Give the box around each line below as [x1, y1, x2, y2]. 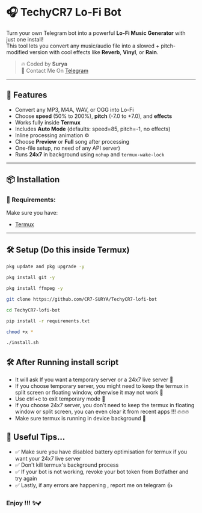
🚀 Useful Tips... [6, 432, 66, 443]
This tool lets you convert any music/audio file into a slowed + [6, 42, 160, 49]
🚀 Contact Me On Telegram [20, 67, 89, 74]
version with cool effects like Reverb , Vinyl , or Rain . [29, 48, 159, 55]
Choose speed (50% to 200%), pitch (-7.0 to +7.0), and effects [14, 112, 173, 120]
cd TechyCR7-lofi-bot [6, 307, 61, 313]
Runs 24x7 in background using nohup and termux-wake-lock [14, 150, 165, 158]
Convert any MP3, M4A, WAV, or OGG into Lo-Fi [14, 106, 134, 113]
